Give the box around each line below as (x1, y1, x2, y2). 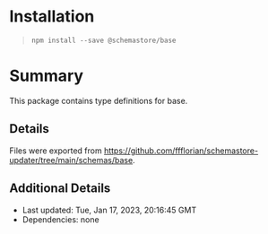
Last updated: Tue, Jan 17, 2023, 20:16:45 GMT (22, 204, 197, 215)
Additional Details (9, 181, 111, 196)
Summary (9, 65, 83, 86)
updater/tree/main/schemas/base (9, 154, 134, 165)
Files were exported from (9, 145, 102, 156)
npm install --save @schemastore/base (30, 36, 177, 45)
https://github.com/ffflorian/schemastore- (103, 145, 258, 156)
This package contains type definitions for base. (9, 95, 188, 106)
